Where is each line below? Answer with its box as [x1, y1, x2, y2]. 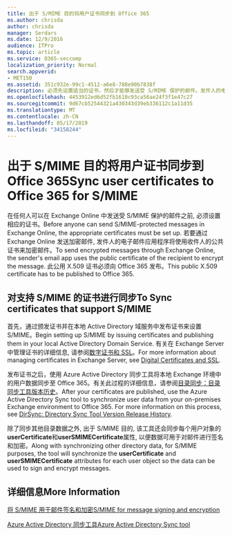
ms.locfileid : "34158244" [7, 126, 81, 133]
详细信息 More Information [7, 486, 121, 498]
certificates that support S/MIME [7, 302, 152, 315]
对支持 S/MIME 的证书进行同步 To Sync [7, 291, 173, 303]
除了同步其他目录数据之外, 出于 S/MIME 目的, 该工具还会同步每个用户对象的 [7, 424, 222, 433]
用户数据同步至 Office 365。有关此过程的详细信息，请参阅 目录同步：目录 [12, 379, 221, 388]
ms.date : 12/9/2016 [7, 36, 64, 43]
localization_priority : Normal [7, 62, 97, 69]
